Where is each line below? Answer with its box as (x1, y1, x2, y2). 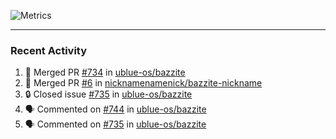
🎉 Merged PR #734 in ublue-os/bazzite (24, 66, 186, 79)
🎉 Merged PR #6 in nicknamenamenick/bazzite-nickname (24, 77, 263, 89)
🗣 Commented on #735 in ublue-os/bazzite (24, 118, 207, 130)
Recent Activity (10, 43, 88, 57)
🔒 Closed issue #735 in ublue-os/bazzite (24, 88, 193, 100)
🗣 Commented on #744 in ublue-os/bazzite (24, 103, 207, 115)
